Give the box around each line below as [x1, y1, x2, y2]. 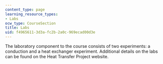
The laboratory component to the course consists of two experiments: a [5, 43, 151, 49]
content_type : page [5, 7, 45, 12]
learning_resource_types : [5, 12, 58, 17]
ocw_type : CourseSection [5, 21, 56, 26]
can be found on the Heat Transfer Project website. [5, 54, 109, 59]
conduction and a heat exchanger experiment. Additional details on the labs [5, 48, 158, 54]
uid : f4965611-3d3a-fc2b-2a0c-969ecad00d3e [5, 30, 96, 35]
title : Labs [5, 25, 29, 30]
